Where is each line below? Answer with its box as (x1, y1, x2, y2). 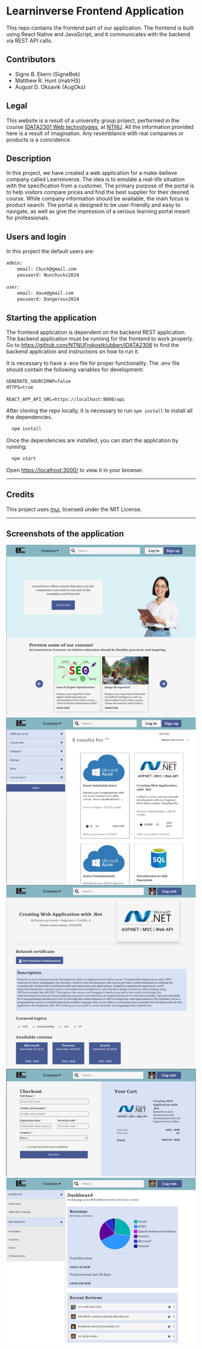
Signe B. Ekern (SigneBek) (14, 71, 81, 78)
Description (6, 153, 51, 163)
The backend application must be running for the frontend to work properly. (6, 335, 194, 342)
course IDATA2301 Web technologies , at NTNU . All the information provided (6, 123, 194, 130)
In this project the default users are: (6, 248, 95, 255)
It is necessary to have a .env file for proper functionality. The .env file (6, 360, 180, 366)
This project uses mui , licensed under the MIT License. (6, 505, 142, 513)
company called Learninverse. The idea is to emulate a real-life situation (6, 176, 185, 183)
